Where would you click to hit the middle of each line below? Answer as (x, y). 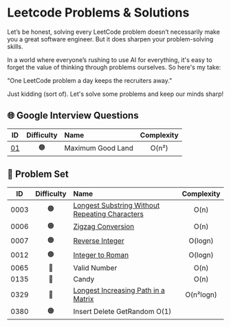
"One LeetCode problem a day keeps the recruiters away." (90, 80)
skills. (15, 46)
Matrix (84, 299)
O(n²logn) (201, 295)
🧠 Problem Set (38, 174)
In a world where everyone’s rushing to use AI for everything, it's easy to (110, 59)
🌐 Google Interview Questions (73, 116)
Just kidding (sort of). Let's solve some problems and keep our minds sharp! (115, 94)
